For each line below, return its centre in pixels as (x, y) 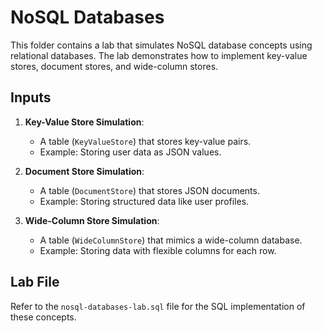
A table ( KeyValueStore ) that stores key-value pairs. (145, 141)
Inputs (31, 97)
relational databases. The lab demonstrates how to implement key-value (159, 55)
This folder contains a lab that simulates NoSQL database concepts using (161, 45)
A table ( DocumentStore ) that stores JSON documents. (149, 190)
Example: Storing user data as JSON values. (130, 152)
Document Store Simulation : (84, 171)
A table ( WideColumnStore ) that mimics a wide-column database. (171, 240)
